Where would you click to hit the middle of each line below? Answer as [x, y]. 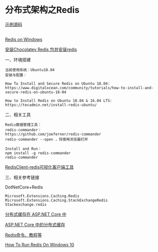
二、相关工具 [18, 115]
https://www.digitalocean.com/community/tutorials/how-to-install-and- [79, 88]
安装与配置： [16, 75]
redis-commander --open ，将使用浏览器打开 [47, 139]
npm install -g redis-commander [38, 153]
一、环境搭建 [18, 59]
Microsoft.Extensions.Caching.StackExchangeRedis [57, 200]
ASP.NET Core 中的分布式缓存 [35, 224]
